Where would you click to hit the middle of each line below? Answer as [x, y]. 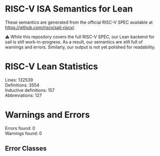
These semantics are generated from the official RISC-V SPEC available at [79, 22]
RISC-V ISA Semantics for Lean [69, 9]
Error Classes [26, 149]
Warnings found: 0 [24, 133]
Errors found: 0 [20, 128]
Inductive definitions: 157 [30, 90]
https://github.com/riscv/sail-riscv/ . [40, 27]
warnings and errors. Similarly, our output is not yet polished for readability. [80, 47]
